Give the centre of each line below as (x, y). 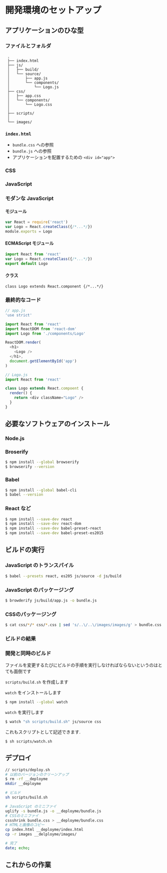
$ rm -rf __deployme (27, 779)
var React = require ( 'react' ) (37, 222)
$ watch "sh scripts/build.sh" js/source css (53, 722)
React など (18, 508)
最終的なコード (23, 299)
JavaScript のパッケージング (40, 589)
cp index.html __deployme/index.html (44, 830)
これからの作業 (28, 865)
